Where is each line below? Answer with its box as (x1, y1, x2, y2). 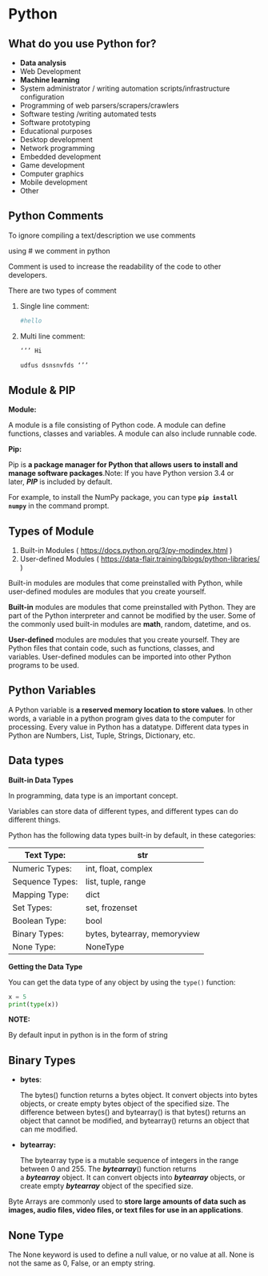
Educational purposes (19, 126, 93, 136)
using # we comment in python (8, 246, 110, 255)
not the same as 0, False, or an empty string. (8, 1258, 156, 1268)
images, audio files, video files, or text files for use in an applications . (8, 1205, 244, 1215)
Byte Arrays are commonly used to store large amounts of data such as (8, 1197, 246, 1206)
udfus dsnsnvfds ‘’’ (19, 361, 89, 369)
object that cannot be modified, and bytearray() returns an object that (19, 1116, 250, 1126)
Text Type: (24, 849, 66, 860)
